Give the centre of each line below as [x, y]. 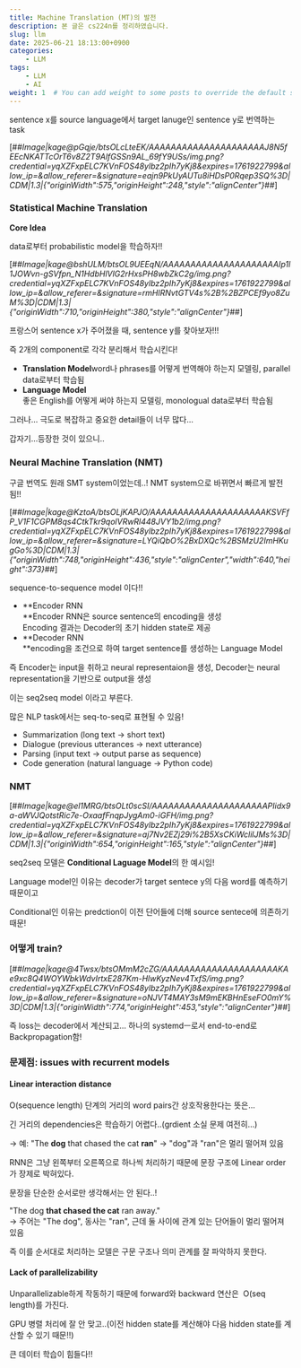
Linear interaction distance [60, 1084]
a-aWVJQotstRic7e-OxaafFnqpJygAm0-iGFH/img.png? [112, 815]
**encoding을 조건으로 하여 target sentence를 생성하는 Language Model [153, 649]
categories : [31, 51]
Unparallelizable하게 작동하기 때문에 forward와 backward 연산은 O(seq [138, 1294]
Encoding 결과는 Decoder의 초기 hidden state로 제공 [116, 628]
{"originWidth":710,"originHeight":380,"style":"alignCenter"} [120, 311]
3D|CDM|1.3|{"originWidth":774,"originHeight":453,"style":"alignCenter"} [144, 1006]
